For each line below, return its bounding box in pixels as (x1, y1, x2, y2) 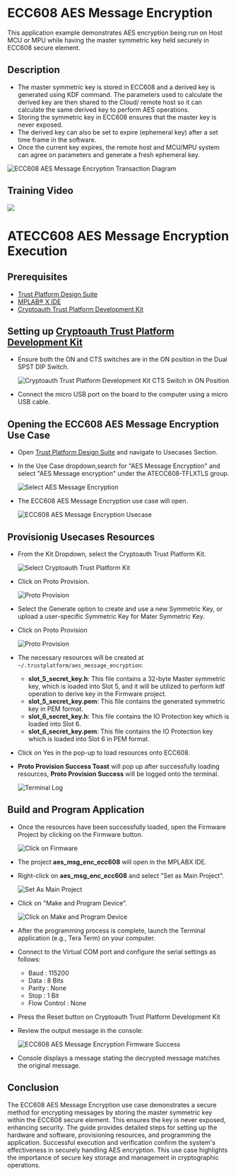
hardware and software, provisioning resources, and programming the (7, 1131, 212, 1139)
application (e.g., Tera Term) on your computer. (17, 933, 155, 942)
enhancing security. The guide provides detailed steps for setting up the (7, 1123, 218, 1131)
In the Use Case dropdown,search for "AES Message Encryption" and (17, 462, 220, 470)
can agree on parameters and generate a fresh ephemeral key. (17, 150, 200, 159)
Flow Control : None (28, 998, 87, 1007)
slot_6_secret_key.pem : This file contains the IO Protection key (28, 727, 213, 736)
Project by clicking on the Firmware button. (17, 830, 143, 838)
